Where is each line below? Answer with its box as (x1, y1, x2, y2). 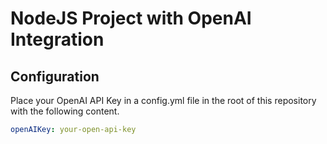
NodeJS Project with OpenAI (10, 7, 252, 30)
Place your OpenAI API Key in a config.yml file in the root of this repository (10, 95, 317, 106)
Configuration (10, 68, 100, 85)
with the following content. (10, 105, 120, 117)
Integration (10, 28, 105, 51)
